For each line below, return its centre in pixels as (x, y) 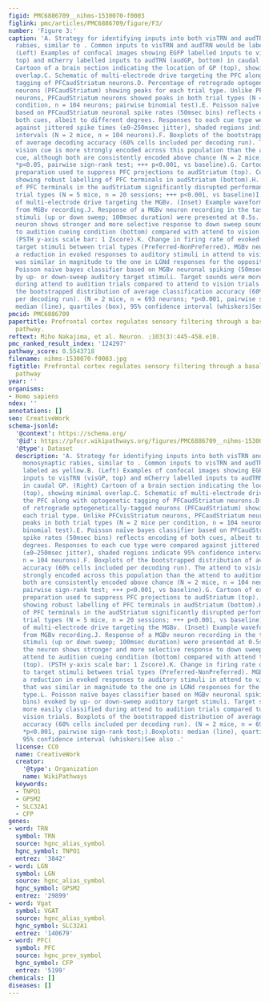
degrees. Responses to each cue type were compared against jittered (141, 546)
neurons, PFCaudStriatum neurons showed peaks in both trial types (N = (139, 98)
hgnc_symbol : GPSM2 (48, 888)
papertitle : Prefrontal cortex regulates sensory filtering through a (128, 322)
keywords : (32, 784)
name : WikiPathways (55, 777)
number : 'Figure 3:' (43, 30)
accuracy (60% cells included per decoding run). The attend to (132, 568)
